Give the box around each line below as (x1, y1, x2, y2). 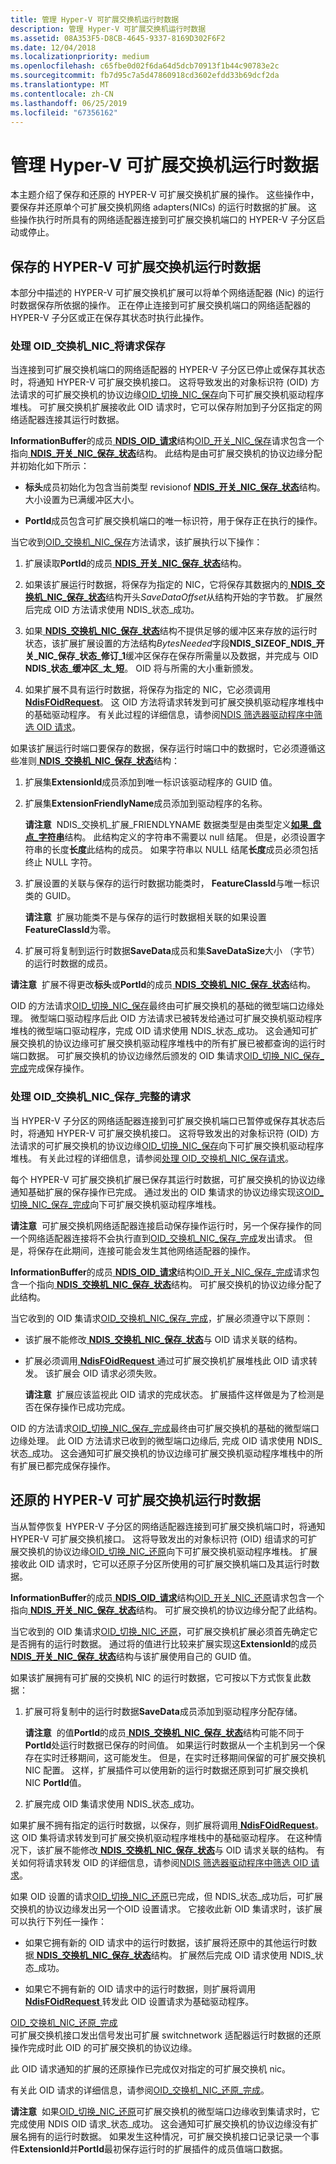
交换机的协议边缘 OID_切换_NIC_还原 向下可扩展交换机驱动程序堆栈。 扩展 (18, 1545, 318, 1557)
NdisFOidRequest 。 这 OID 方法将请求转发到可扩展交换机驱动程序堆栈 (24, 696, 316, 708)
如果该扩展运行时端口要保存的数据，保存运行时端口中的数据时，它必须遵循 (10, 742, 317, 755)
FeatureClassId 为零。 (24, 924, 117, 936)
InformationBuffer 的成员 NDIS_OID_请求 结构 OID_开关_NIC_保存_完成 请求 (10, 1266, 312, 1278)
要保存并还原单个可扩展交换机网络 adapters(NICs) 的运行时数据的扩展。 (10, 201, 307, 213)
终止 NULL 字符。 (24, 856, 98, 868)
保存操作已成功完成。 (42, 1401, 131, 1413)
